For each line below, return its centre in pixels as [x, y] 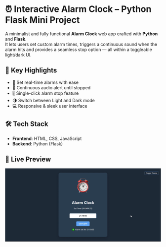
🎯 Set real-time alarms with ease [45, 82]
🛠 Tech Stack [27, 124]
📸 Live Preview [28, 159]
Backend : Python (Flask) [38, 144]
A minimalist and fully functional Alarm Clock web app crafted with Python [82, 34]
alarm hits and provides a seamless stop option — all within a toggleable [79, 49]
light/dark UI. [19, 55]
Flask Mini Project [42, 20]
